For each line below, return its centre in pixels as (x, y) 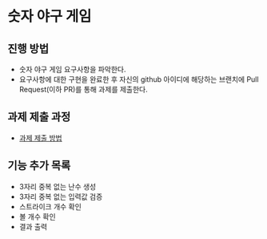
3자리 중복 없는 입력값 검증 (61, 196)
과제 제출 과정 (39, 117)
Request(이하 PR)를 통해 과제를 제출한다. (84, 89)
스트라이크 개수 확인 (50, 206)
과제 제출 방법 (40, 138)
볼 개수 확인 (38, 217)
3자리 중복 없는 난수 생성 (58, 186)
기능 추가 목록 (39, 166)
